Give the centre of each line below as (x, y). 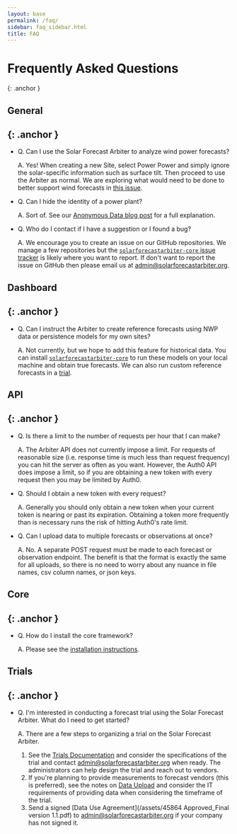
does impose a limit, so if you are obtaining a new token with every (115, 472)
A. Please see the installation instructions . (79, 649)
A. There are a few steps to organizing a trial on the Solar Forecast (114, 734)
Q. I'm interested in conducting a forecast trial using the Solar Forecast (121, 713)
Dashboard (32, 287)
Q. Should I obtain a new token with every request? (92, 493)
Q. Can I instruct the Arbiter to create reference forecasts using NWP (118, 329)
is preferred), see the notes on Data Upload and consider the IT (121, 785)
